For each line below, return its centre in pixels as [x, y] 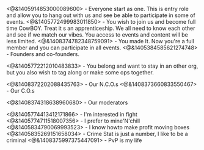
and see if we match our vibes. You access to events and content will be [97, 35]
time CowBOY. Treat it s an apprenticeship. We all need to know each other [101, 28]
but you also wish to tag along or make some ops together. [80, 72]
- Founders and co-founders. [43, 54]
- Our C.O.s [20, 91]
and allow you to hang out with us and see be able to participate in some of [101, 15]
